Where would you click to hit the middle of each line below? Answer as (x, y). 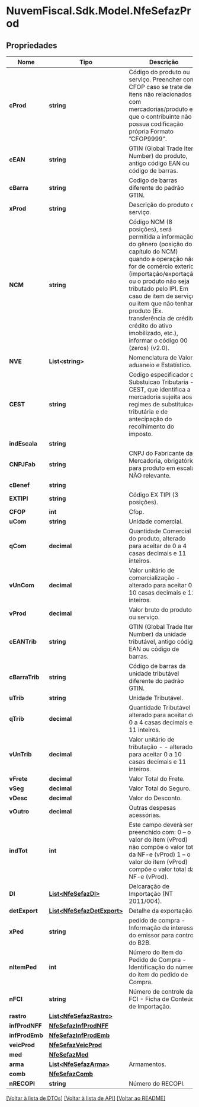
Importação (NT (151, 894)
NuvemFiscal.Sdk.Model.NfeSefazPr (99, 11)
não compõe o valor (157, 847)
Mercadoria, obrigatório (162, 461)
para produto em (152, 468)
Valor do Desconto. (155, 798)
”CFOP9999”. (148, 139)
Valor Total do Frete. (157, 779)
